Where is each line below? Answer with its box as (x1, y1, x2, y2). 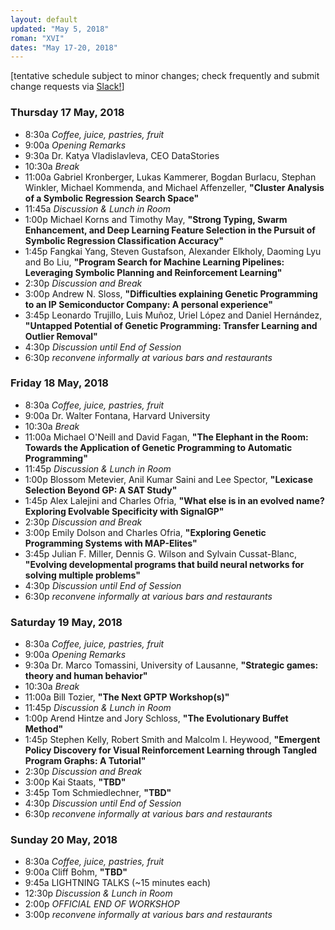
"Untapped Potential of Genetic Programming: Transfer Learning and (24, 319, 318, 331)
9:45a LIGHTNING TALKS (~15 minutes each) (24, 877, 212, 889)
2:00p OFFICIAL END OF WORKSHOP (24, 898, 180, 910)
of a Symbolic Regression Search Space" (24, 192, 200, 204)
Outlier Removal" (24, 330, 98, 342)
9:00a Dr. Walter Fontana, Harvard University (24, 409, 211, 421)
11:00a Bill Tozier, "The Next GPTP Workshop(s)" (24, 691, 230, 703)
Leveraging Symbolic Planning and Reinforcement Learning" (24, 266, 283, 278)
